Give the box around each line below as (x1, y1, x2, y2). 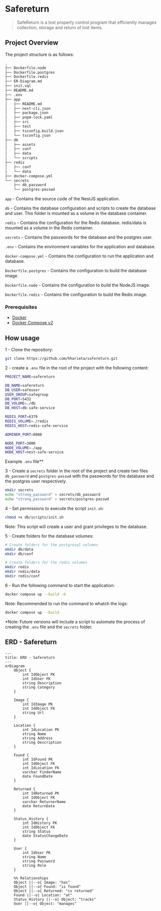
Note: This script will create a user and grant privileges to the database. (5, 524, 148, 529)
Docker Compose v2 (12, 320, 53, 326)
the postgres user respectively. (5, 479, 67, 484)
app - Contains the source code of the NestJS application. (5, 196, 120, 202)
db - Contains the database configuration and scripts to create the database (5, 205, 156, 211)
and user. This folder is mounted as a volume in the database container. (5, 210, 147, 216)
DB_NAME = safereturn (5, 383, 44, 388)
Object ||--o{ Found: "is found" (14, 884, 81, 889)
